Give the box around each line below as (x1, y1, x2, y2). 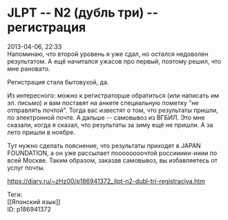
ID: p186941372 (7, 205, 52, 213)
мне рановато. (7, 64, 50, 73)
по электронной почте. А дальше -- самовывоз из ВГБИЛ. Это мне (7, 113, 205, 122)
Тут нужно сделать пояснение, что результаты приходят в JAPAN (7, 141, 202, 149)
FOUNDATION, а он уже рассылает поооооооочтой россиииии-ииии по (7, 149, 218, 157)
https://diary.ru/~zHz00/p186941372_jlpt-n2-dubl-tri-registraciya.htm (7, 176, 206, 185)
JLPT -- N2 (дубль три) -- (7, 5, 159, 21)
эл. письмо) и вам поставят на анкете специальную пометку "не (7, 98, 199, 107)
